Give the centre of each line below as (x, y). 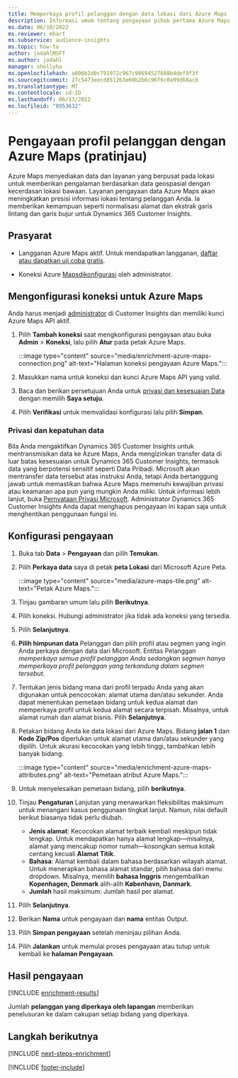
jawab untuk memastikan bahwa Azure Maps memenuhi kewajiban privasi (116, 483)
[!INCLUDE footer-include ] (46, 1067)
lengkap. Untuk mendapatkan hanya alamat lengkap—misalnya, (121, 838)
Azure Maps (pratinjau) (78, 156)
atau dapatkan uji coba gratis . (62, 260)
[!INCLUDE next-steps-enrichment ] (59, 1054)
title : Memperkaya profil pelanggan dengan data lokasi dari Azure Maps (118, 14)
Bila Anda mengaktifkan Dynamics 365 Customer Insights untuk (101, 446)
